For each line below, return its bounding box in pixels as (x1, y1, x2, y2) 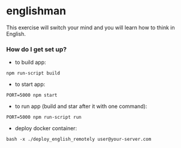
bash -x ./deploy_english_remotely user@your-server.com (6, 136, 152, 143)
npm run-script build (6, 70, 61, 76)
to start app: (14, 81, 46, 88)
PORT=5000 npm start (6, 92, 58, 98)
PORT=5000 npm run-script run (6, 115, 82, 121)
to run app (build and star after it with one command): (14, 103, 147, 110)
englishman (6, 4, 67, 18)
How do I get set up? (6, 45, 67, 53)
